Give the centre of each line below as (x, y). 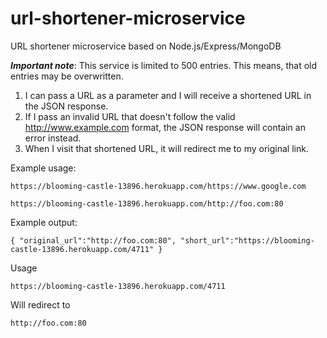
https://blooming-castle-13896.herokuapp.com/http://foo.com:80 (147, 203)
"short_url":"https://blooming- (247, 240)
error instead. (53, 138)
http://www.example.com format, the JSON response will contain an (165, 127)
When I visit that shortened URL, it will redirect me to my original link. (166, 148)
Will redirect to (40, 304)
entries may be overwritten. (67, 76)
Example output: (44, 222)
